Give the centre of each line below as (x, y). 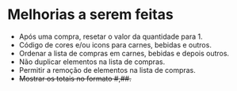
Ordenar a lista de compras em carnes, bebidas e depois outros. (124, 53)
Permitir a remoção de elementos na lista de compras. (107, 70)
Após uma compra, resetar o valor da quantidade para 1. (111, 36)
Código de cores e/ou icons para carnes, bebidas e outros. (115, 44)
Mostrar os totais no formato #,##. (75, 78)
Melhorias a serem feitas (90, 15)
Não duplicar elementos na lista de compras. (92, 62)
